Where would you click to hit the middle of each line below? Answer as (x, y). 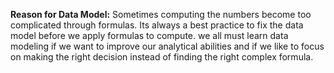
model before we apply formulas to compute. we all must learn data (149, 35)
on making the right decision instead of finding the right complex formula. (162, 57)
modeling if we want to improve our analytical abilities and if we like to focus (167, 46)
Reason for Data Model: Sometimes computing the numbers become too (161, 14)
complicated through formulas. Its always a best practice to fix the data (157, 25)
